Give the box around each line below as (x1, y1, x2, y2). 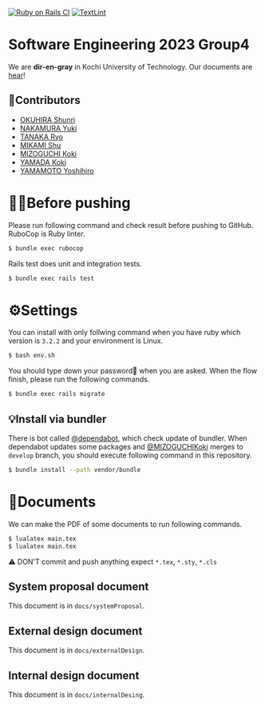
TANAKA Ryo (19, 132, 64, 142)
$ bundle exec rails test (8, 274, 94, 282)
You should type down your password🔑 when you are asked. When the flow (8, 366, 258, 376)
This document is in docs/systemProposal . (8, 601, 145, 611)
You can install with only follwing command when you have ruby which (8, 328, 241, 338)
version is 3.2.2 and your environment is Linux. (8, 336, 164, 346)
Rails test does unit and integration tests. (8, 258, 142, 268)
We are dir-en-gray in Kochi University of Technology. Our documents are (8, 62, 253, 71)
